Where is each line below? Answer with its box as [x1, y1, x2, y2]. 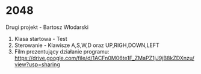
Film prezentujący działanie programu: [14, 48, 110, 55]
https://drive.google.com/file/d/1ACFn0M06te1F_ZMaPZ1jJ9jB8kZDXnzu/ [14, 54, 195, 61]
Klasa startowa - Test [14, 35, 67, 42]
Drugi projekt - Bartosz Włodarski [5, 23, 88, 31]
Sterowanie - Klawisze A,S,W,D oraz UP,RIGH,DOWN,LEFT [14, 42, 160, 49]
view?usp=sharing [14, 61, 61, 68]
